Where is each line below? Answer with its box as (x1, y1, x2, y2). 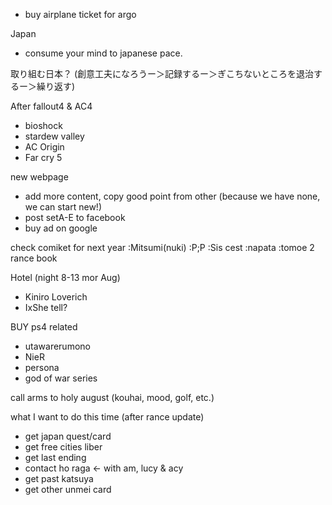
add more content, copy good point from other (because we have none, (24, 190, 321, 202)
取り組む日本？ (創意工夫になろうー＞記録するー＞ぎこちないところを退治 (10, 68, 315, 79)
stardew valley (24, 130, 85, 142)
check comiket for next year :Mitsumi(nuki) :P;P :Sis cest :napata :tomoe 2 (10, 242, 315, 253)
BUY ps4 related (10, 321, 78, 333)
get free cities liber (24, 441, 103, 453)
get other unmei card (24, 484, 112, 495)
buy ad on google (24, 222, 98, 234)
